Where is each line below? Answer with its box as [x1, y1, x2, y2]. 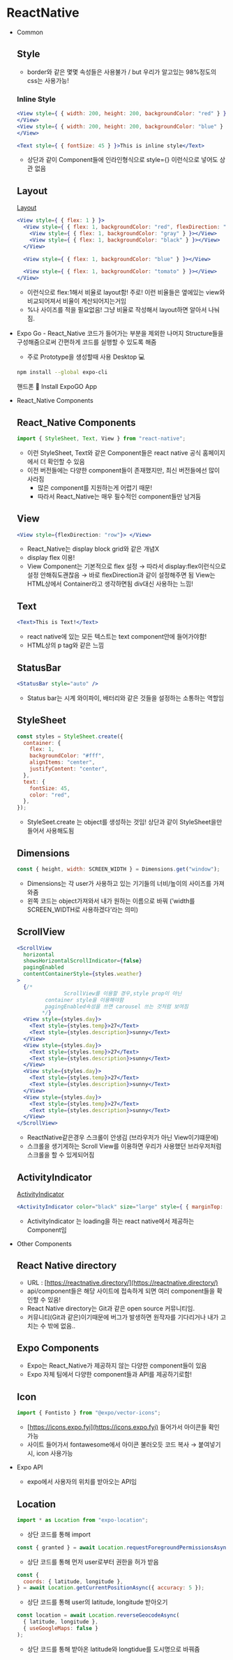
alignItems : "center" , [29, 759, 96, 766]
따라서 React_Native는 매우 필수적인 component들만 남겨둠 [37, 492, 202, 501]
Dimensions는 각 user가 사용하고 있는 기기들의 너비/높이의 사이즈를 [27, 879, 212, 887]
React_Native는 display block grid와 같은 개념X [27, 544, 160, 553]
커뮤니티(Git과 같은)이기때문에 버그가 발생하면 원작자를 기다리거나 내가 [27, 1312, 219, 1321]
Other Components [16, 1239, 73, 1247]
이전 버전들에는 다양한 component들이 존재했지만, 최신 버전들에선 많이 [27, 466, 220, 474]
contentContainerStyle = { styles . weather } [23, 970, 142, 978]
